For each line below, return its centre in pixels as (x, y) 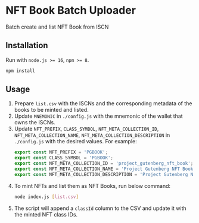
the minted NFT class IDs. (46, 214)
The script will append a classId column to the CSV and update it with (100, 208)
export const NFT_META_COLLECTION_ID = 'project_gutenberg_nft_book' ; (104, 164)
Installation (27, 45)
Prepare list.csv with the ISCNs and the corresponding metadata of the (103, 103)
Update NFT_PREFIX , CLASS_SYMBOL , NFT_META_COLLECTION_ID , (86, 129)
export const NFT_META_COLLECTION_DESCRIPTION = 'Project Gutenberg (101, 174)
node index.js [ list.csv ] (46, 197)
